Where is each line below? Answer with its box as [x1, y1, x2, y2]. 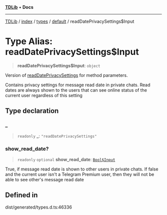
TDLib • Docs [5, 4, 34, 10]
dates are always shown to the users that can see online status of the [5, 87, 148, 93]
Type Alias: [5, 36, 53, 47]
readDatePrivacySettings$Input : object [17, 62, 100, 68]
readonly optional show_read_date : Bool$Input [17, 156, 115, 162]
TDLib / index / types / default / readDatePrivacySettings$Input [5, 18, 135, 24]
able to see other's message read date [5, 176, 84, 182]
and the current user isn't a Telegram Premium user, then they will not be [5, 171, 155, 177]
